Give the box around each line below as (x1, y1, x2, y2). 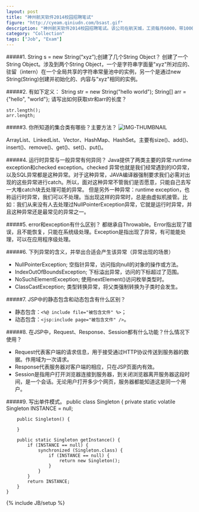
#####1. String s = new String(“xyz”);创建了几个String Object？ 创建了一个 (6, 53, 188, 60)
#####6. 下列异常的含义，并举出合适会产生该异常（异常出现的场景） (6, 249, 174, 255)
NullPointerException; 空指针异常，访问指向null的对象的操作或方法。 (14, 261, 182, 268)
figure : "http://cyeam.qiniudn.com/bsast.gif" (6, 20, 123, 26)
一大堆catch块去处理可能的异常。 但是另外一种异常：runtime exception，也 (6, 186, 190, 193)
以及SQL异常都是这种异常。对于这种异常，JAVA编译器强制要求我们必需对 (6, 171, 185, 178)
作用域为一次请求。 (25, 356, 72, 362)
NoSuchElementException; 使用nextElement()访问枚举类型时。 (14, 276, 168, 282)
